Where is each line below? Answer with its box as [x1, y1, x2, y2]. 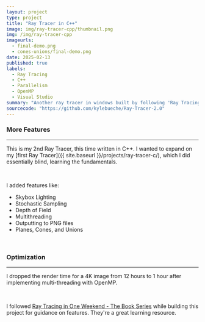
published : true [6, 60, 48, 66]
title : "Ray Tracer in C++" [6, 20, 78, 26]
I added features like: [6, 181, 60, 189]
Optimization [6, 252, 46, 261]
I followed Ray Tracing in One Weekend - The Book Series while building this [6, 302, 199, 310]
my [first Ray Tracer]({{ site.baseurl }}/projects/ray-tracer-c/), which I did [6, 151, 190, 159]
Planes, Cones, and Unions [15, 226, 84, 233]
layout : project [6, 9, 48, 15]
